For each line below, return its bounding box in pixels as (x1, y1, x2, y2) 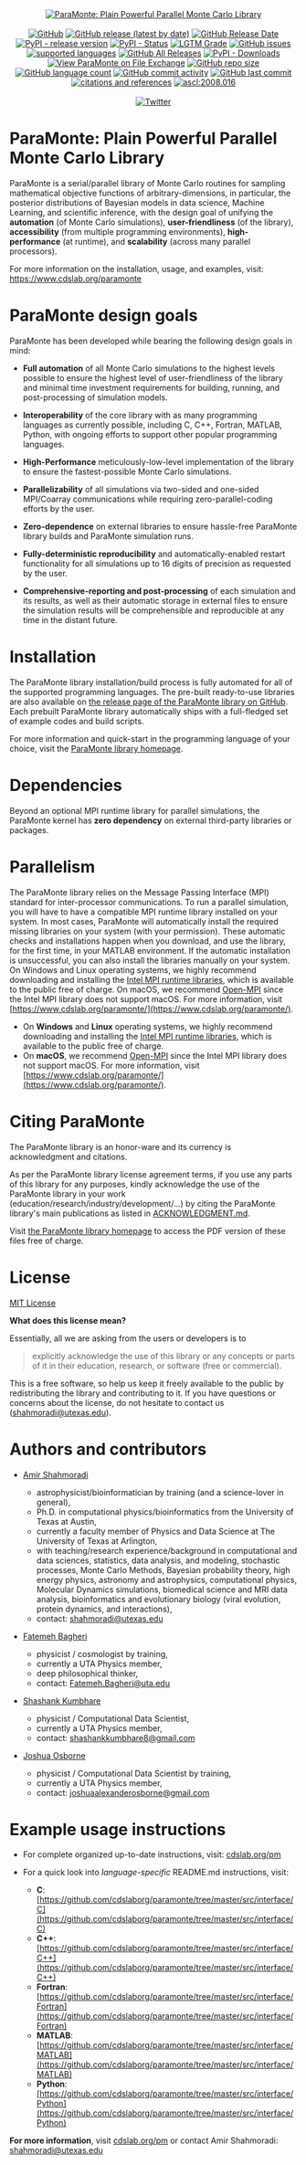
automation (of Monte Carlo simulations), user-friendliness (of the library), (9, 216, 294, 227)
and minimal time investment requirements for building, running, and (22, 382, 280, 393)
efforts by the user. (22, 502, 95, 514)
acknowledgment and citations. (9, 1151, 128, 1162)
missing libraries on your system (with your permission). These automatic (9, 925, 286, 936)
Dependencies (9, 776, 122, 796)
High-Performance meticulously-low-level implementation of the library (22, 456, 295, 467)
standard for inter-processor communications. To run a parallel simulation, (9, 896, 290, 907)
